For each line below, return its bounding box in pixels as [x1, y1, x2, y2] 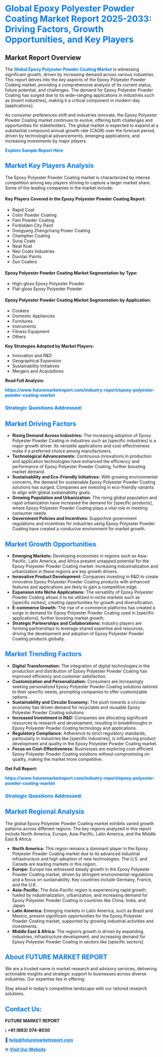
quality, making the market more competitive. [12, 756, 103, 762]
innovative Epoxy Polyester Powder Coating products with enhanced [12, 578, 150, 584]
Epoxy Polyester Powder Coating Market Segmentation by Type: [5, 270, 138, 276]
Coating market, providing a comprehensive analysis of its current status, [5, 82, 152, 88]
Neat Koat [12, 243, 33, 249]
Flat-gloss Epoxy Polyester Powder [12, 286, 83, 292]
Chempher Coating [12, 233, 51, 239]
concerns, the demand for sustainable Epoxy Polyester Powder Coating [12, 479, 156, 485]
